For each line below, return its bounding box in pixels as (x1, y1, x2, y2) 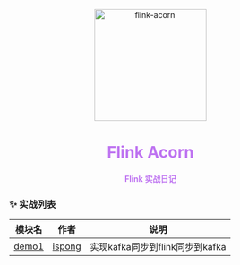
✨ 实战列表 (9, 198, 56, 210)
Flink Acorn (107, 142, 194, 163)
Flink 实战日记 (124, 173, 176, 184)
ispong (52, 240, 82, 252)
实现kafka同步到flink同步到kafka (90, 241, 227, 253)
